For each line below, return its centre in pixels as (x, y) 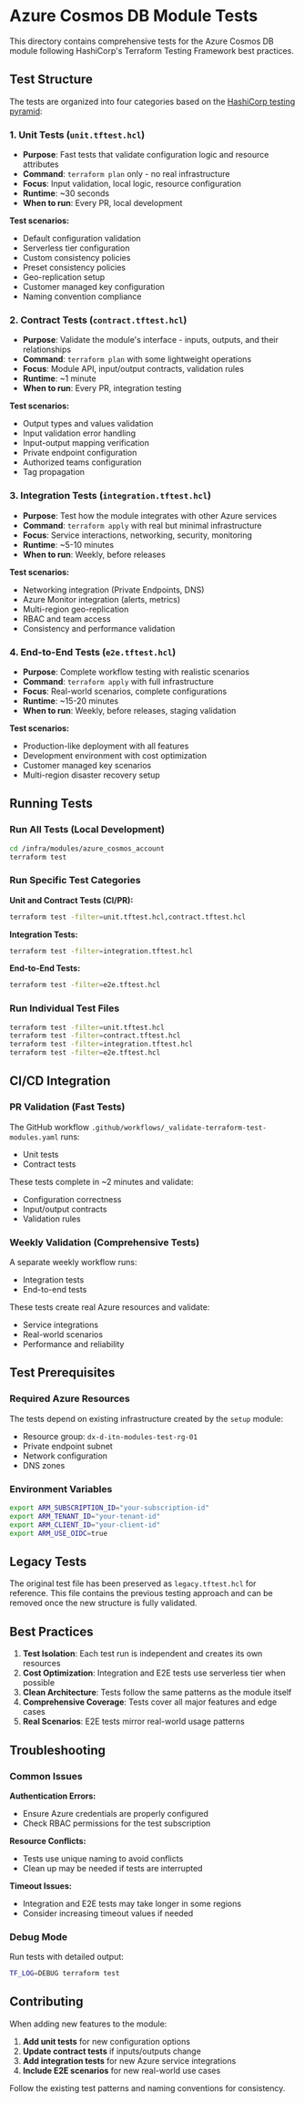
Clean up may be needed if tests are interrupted (112, 1868)
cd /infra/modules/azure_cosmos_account (87, 849)
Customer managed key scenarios (87, 765)
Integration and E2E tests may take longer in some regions (132, 1903)
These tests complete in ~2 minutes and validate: (101, 1181)
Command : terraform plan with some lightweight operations (137, 359)
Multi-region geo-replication (76, 609)
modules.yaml (34, 1137)
